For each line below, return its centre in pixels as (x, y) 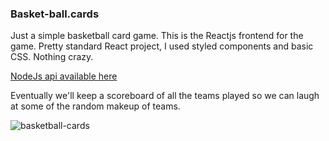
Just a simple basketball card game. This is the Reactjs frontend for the (157, 36)
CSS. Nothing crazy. (52, 57)
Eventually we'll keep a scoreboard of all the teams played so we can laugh (165, 96)
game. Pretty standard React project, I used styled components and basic (162, 46)
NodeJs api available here (64, 76)
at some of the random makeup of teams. (95, 106)
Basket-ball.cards (55, 14)
